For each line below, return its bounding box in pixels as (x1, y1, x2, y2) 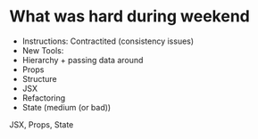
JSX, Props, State (9, 119, 74, 130)
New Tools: (21, 45, 64, 55)
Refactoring (21, 92, 66, 103)
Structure (21, 73, 57, 84)
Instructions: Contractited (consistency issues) (21, 36, 195, 46)
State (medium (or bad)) (21, 102, 112, 112)
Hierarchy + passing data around (21, 54, 144, 65)
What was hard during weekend (9, 6, 250, 27)
